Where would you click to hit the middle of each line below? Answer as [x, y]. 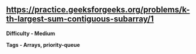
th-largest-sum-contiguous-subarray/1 [80, 19]
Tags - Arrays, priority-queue [43, 45]
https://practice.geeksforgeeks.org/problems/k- [98, 10]
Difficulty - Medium [30, 33]
